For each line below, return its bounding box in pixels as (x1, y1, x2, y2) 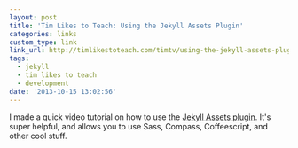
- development (17, 79, 69, 88)
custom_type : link (9, 37, 77, 47)
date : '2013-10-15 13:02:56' (9, 87, 117, 96)
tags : (9, 54, 29, 63)
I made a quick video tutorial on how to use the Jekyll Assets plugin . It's (9, 112, 271, 122)
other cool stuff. (9, 130, 68, 141)
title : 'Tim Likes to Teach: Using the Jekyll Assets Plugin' (9, 21, 244, 30)
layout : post (9, 12, 58, 22)
